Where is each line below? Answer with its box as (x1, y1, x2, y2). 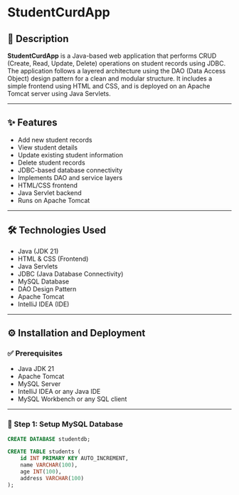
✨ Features (7, 117, 58, 129)
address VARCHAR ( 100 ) (20, 474, 84, 481)
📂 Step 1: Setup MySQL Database (7, 420, 123, 429)
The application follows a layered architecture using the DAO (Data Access (7, 67, 226, 75)
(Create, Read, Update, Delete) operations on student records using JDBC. (7, 59, 226, 68)
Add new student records (17, 135, 92, 144)
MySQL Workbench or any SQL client (17, 395, 127, 403)
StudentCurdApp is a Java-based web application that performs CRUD (7, 51, 217, 60)
